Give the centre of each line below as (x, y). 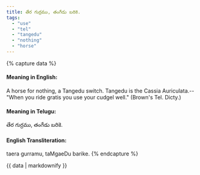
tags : (13, 18)
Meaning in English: (32, 77)
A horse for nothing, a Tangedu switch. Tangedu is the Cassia (84, 91)
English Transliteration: (37, 140)
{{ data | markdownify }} (37, 166)
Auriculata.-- (178, 91)
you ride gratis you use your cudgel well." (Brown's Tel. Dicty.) (103, 98)
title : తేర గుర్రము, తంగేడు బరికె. (44, 12)
